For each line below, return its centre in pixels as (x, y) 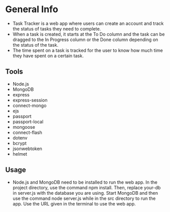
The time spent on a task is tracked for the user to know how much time (88, 50)
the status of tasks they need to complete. (57, 28)
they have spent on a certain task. (48, 56)
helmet (20, 154)
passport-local (28, 121)
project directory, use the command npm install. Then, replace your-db (87, 187)
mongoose (24, 127)
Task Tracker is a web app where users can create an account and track (88, 23)
